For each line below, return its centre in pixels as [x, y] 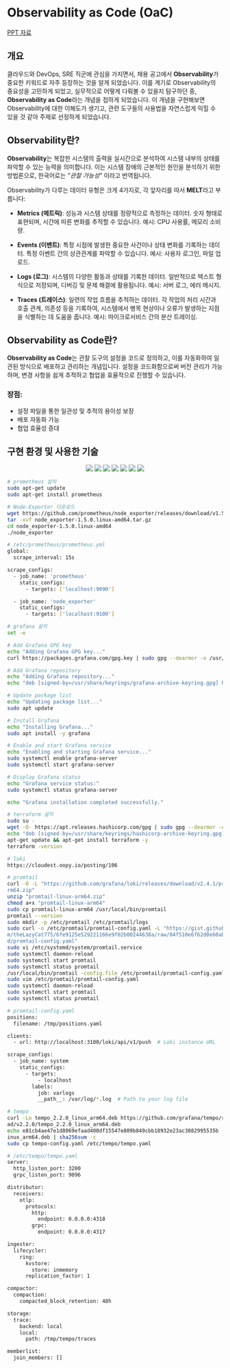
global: [18, 551]
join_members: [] [38, 1358]
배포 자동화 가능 [38, 419]
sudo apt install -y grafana [49, 733]
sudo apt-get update [37, 488]
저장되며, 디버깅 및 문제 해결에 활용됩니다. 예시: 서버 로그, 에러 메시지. [128, 285]
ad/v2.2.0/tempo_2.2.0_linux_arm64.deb [64, 1125]
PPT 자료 [20, 32]
